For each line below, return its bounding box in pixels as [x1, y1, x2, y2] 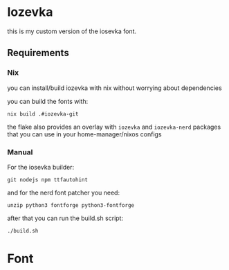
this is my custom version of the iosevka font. [7, 27, 137, 35]
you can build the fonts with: [7, 97, 89, 105]
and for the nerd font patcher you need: [7, 188, 120, 197]
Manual [7, 147, 33, 156]
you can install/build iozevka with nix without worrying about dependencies [7, 84, 223, 92]
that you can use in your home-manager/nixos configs [7, 129, 162, 138]
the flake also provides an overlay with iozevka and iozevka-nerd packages [7, 123, 221, 131]
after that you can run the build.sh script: [7, 214, 123, 222]
